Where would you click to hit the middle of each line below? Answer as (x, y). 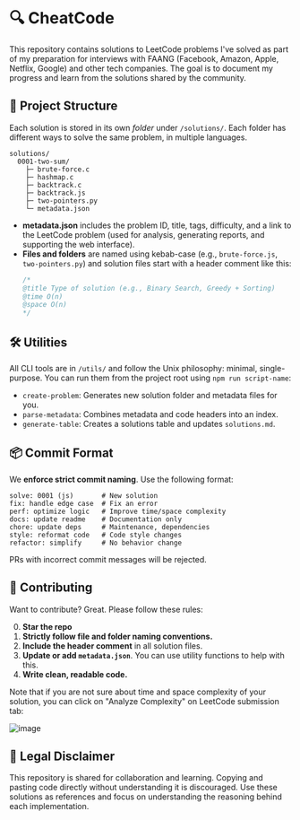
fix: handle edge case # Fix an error (84, 503)
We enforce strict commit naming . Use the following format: (122, 479)
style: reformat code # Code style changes (95, 535)
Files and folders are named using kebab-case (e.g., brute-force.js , (150, 254)
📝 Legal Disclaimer (62, 756)
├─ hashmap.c (50, 177)
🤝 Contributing (51, 588)
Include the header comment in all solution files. (112, 646)
